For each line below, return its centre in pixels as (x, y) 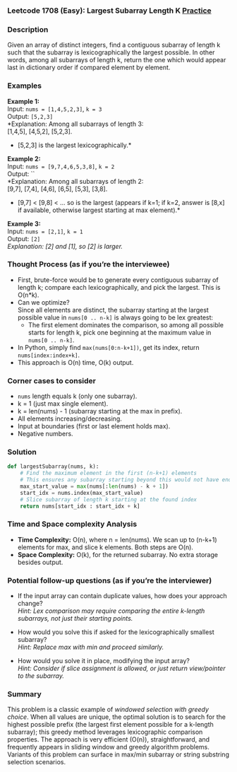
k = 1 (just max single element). (63, 404)
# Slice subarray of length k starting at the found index (109, 499)
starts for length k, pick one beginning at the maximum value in (120, 332)
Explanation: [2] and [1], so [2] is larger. (65, 246)
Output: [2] (24, 238)
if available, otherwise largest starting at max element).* (99, 210)
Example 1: (24, 101)
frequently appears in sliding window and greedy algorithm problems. (108, 747)
